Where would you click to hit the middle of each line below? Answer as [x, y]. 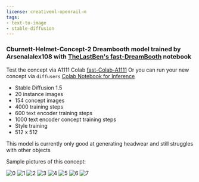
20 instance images [39, 94]
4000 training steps [39, 107]
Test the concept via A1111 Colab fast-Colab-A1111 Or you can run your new [98, 70]
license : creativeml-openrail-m [46, 12]
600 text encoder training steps [54, 113]
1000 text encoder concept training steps [65, 119]
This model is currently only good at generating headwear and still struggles [100, 143]
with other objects [28, 150]
